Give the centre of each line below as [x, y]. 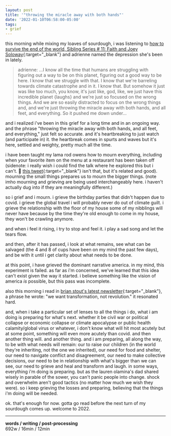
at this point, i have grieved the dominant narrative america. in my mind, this [85, 265]
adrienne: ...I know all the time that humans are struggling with [83, 70]
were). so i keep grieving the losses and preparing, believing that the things [84, 388]
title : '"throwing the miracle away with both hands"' [65, 15]
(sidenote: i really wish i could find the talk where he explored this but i [79, 166]
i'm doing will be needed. [32, 394]
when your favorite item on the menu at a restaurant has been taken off [80, 160]
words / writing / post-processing [41, 423]
